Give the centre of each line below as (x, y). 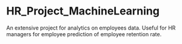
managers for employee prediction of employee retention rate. (84, 34)
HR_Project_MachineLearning (83, 11)
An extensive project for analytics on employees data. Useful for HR (91, 28)
